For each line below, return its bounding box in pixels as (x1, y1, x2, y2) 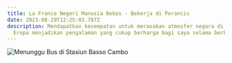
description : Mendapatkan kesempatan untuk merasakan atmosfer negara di (7, 23, 224, 29)
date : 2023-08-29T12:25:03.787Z (7, 16, 100, 23)
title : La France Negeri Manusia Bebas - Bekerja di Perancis (7, 10, 190, 17)
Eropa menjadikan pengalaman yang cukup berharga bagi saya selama (13, 29, 212, 36)
